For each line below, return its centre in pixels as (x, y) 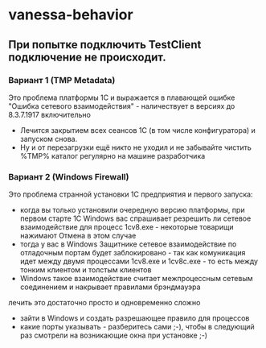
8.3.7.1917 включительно (49, 114)
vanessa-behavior (71, 15)
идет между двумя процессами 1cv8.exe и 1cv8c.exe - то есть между (139, 261)
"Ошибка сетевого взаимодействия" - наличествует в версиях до (122, 106)
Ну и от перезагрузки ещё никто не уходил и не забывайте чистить (135, 147)
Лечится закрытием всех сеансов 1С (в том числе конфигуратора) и (137, 130)
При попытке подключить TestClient (105, 45)
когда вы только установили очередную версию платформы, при (132, 210)
